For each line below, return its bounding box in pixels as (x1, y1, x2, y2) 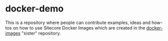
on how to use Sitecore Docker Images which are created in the (13, 24, 146, 30)
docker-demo (5, 3, 64, 14)
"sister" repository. (21, 30, 61, 36)
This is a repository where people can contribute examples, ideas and (5, 19, 151, 25)
